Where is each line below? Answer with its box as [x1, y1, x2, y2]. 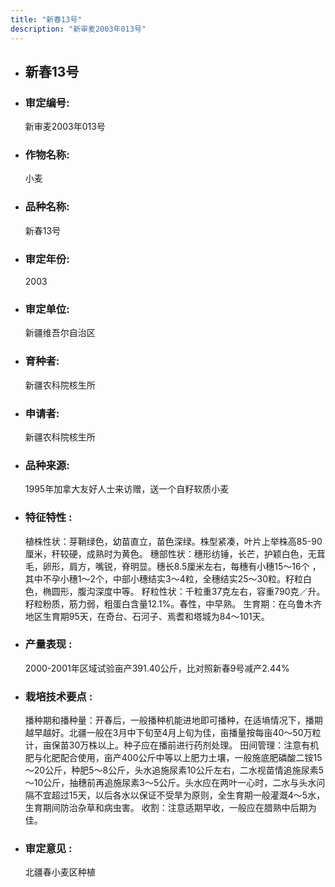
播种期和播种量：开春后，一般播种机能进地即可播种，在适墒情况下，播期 [24, 714, 323, 726]
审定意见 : [24, 842, 73, 856]
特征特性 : [24, 511, 73, 525]
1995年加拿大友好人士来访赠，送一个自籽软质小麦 [24, 483, 230, 495]
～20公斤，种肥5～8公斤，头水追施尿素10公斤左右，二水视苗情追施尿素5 [24, 764, 324, 776]
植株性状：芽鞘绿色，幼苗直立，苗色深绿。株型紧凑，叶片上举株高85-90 [24, 535, 323, 547]
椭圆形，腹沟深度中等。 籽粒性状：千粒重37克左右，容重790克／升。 [42, 585, 326, 597]
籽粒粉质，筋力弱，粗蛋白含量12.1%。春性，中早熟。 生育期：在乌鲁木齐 [24, 597, 323, 610]
